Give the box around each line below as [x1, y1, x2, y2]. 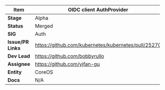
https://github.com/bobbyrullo [35, 53, 105, 60]
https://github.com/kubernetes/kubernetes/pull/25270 [35, 42, 162, 48]
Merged [35, 23, 53, 29]
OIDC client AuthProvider [68, 6, 129, 13]
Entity [7, 69, 22, 75]
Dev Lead [7, 53, 30, 60]
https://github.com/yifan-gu [35, 61, 100, 67]
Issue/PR [7, 39, 29, 45]
